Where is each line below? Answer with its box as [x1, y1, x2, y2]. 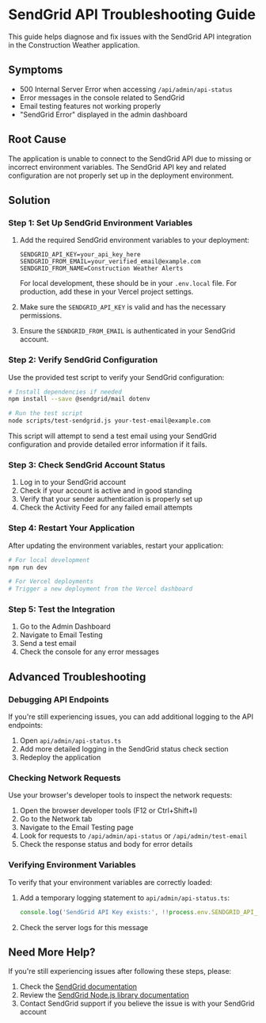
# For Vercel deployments [8, 578, 93, 586]
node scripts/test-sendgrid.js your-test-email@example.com [8, 417, 211, 425]
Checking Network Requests [8, 772, 121, 783]
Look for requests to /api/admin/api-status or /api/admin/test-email [19, 831, 248, 840]
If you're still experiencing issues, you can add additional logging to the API [8, 712, 253, 721]
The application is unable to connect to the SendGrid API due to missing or [8, 153, 252, 163]
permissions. [19, 311, 62, 321]
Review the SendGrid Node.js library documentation [19, 990, 190, 1000]
